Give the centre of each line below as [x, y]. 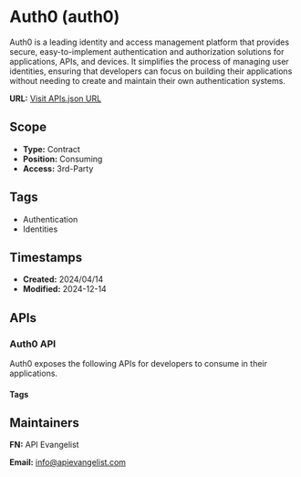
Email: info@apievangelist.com [67, 462]
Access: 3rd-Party [58, 168]
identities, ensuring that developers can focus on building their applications [151, 71]
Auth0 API [33, 344]
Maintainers [45, 423]
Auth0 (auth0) [65, 17]
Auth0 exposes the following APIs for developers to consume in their [138, 364]
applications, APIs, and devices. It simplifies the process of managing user [149, 61]
